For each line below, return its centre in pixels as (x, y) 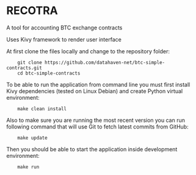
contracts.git (24, 68)
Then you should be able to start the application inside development (92, 149)
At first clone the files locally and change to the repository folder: (88, 51)
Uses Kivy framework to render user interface (64, 39)
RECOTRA (32, 11)
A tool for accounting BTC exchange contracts (64, 28)
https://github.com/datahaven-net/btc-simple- (105, 62)
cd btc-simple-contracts (49, 73)
